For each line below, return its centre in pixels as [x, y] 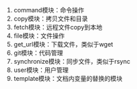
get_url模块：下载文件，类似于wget [63, 44]
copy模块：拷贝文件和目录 [51, 18]
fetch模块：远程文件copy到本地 [58, 27]
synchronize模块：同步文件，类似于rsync [72, 61]
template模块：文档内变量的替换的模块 [68, 78]
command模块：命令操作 [49, 10]
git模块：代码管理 [38, 53]
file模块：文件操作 [39, 36]
